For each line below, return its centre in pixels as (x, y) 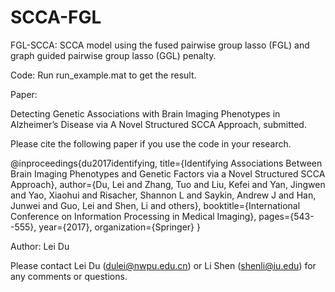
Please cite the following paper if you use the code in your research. (151, 143)
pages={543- (286, 216)
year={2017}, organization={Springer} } (119, 227)
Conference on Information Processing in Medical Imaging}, (133, 216)
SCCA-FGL (56, 17)
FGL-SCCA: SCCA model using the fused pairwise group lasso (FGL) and (160, 45)
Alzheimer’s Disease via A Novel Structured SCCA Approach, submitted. (158, 124)
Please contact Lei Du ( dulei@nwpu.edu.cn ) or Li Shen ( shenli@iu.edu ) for (163, 265)
